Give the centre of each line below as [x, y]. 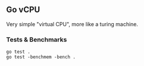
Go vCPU [23, 10]
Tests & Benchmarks [37, 39]
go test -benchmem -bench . [41, 57]
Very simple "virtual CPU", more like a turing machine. [72, 24]
